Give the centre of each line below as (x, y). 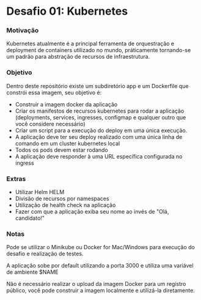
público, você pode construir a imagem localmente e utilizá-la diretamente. (101, 291)
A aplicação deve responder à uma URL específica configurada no (99, 156)
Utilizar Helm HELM (40, 192)
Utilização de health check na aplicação (65, 205)
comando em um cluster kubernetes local (68, 143)
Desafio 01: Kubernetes (67, 11)
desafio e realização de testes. (45, 254)
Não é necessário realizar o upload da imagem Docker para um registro (96, 284)
